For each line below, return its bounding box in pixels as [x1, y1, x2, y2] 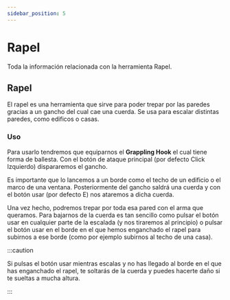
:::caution [7, 246, 34, 254]
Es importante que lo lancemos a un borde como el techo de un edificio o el [7, 176, 221, 184]
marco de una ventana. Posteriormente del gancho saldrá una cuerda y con [7, 183, 221, 191]
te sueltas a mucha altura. [7, 274, 80, 282]
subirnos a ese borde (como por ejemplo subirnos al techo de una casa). [7, 233, 213, 241]
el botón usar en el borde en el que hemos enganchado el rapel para [7, 225, 201, 233]
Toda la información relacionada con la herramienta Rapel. [7, 62, 172, 71]
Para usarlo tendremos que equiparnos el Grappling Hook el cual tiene [7, 148, 207, 156]
